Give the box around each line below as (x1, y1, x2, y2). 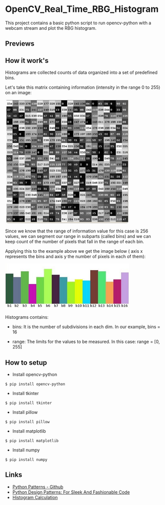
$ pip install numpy (5, 457, 48, 462)
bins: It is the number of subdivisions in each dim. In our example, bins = (12, 324, 161, 330)
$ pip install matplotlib (5, 438, 58, 443)
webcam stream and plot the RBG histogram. (5, 25, 97, 31)
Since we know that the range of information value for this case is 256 (5, 228, 149, 234)
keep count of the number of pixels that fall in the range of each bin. (5, 239, 145, 245)
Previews (5, 40, 35, 48)
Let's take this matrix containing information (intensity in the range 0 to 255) (5, 84, 161, 90)
